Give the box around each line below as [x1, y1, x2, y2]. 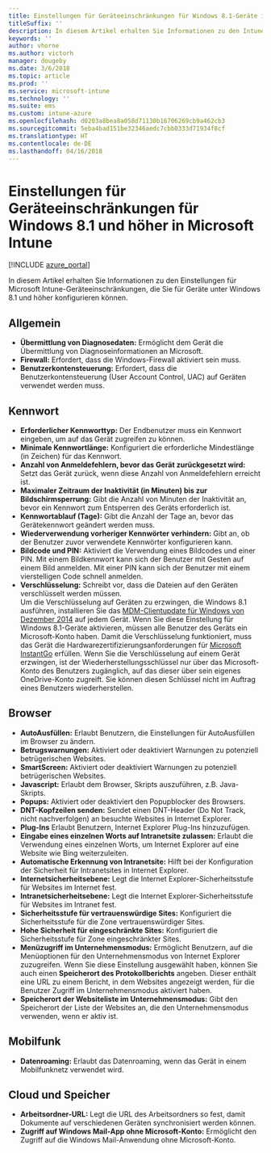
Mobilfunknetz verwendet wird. [19, 1064, 124, 1075]
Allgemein [8, 316, 61, 330]
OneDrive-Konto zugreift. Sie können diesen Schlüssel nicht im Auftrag [19, 674, 256, 684]
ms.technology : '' [8, 95, 70, 103]
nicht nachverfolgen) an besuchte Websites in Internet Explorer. [19, 814, 232, 823]
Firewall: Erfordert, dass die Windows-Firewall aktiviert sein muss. [19, 355, 242, 364]
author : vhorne [8, 42, 60, 50]
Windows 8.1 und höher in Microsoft [8, 216, 254, 234]
